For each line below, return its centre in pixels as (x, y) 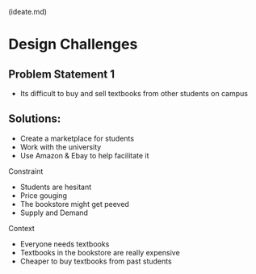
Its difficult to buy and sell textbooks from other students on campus (134, 93)
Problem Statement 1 (62, 74)
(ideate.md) (27, 12)
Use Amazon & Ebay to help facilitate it (84, 155)
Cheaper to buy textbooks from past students (96, 261)
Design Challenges (73, 44)
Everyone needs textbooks (65, 244)
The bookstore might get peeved (74, 204)
